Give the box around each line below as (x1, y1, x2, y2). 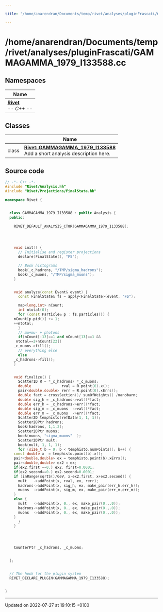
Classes (5, 122, 30, 130)
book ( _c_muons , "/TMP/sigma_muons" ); (17, 272, 95, 277)
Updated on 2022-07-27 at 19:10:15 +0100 (5, 602, 90, 608)
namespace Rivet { (5, 197, 42, 202)
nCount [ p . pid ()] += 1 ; (14, 316, 60, 321)
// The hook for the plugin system (9, 571, 81, 576)
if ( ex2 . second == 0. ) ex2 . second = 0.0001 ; (14, 469, 95, 474)
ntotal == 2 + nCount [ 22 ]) (16, 339, 62, 344)
